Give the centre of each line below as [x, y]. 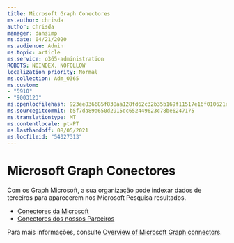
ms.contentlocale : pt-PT [43, 124]
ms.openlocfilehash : [37, 104]
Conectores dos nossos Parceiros [66, 219]
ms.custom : [23, 85]
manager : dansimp [32, 33]
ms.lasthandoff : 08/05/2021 [48, 130]
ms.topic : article [34, 53]
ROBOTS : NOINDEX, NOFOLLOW [46, 65]
